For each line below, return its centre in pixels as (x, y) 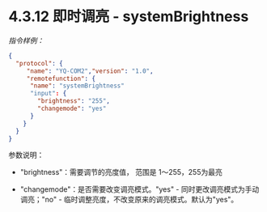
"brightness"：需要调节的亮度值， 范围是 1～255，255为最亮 (121, 172)
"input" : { (48, 94)
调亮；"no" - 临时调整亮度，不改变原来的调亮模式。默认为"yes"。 (129, 200)
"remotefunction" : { (61, 78)
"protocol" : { (39, 63)
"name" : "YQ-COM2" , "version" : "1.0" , (90, 71)
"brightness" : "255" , (74, 101)
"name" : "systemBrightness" (77, 86)
